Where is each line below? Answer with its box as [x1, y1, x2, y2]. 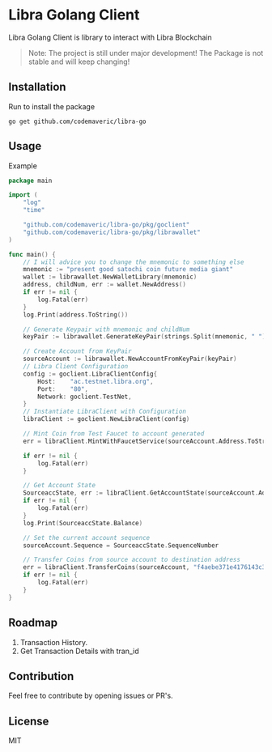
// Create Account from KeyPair [23, 347, 132, 355]
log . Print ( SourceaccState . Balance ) [23, 519, 143, 527]
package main [8, 176, 53, 185]
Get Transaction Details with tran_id [19, 646, 139, 656]
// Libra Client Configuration [23, 363, 129, 371]
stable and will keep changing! [28, 57, 130, 66]
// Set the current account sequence [23, 533, 151, 542]
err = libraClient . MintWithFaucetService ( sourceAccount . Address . [23, 437, 249, 445]
